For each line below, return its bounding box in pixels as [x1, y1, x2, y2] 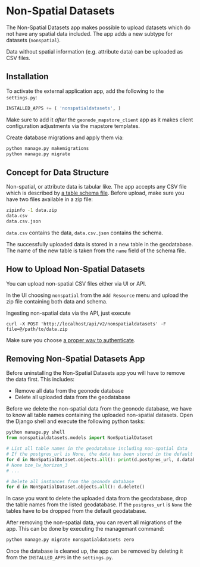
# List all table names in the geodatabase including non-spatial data [6, 446, 187, 452]
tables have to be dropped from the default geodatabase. [6, 508, 147, 515]
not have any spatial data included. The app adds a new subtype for [6, 30, 173, 37]
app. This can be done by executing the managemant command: [6, 525, 165, 532]
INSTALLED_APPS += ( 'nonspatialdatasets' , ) [6, 105, 121, 111]
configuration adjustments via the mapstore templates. [6, 122, 140, 129]
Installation [6, 71, 49, 82]
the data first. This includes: [6, 376, 75, 383]
